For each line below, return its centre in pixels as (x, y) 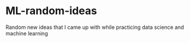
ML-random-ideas (51, 11)
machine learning (27, 33)
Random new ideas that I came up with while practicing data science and (95, 27)
